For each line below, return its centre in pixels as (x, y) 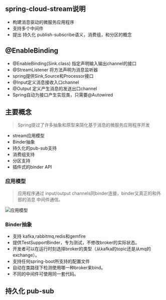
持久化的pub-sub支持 (34, 148)
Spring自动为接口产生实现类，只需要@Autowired (63, 95)
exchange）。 (26, 255)
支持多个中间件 (28, 28)
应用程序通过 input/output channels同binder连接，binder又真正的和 (87, 193)
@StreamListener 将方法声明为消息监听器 (55, 70)
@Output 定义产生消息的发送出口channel (55, 88)
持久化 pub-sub (30, 291)
